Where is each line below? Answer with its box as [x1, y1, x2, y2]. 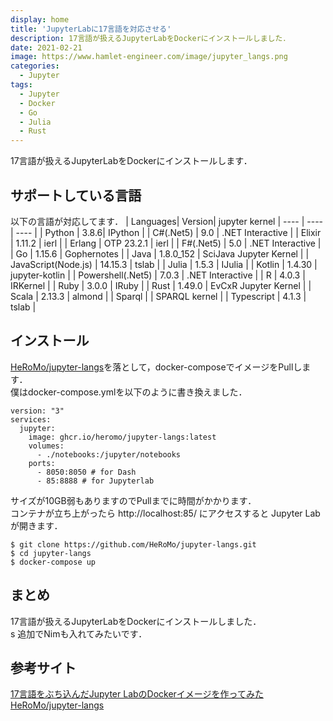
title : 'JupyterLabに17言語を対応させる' [10, 24, 172, 34]
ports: [28, 458, 56, 468]
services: [10, 414, 52, 425]
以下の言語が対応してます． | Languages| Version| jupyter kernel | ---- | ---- [10, 215, 324, 227]
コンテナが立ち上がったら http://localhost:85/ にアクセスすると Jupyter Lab [10, 507, 321, 519]
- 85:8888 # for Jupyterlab [36, 476, 155, 486]
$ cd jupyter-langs [10, 548, 92, 558]
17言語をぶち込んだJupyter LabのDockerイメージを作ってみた [10, 688, 264, 700]
